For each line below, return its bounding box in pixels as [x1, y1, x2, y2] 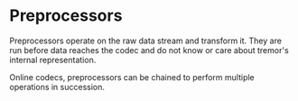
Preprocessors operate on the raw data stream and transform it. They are [9, 35, 283, 46]
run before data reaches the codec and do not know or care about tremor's [9, 44, 289, 55]
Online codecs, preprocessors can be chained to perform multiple [9, 71, 255, 82]
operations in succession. [9, 81, 106, 92]
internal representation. [9, 54, 97, 65]
